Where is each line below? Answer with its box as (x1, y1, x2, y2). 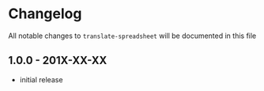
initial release (19, 74, 63, 84)
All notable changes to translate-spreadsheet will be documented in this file (8, 31, 257, 40)
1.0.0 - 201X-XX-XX (8, 54, 107, 67)
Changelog (8, 5, 82, 23)
